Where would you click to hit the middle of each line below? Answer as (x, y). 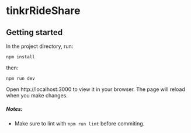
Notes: (15, 108)
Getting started (34, 32)
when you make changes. (37, 95)
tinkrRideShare (43, 11)
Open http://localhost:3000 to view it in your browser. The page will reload (95, 89)
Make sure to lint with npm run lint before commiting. (79, 123)
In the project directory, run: (40, 46)
